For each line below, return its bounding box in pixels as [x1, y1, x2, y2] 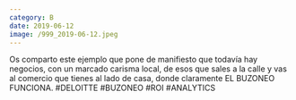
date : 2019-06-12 [9, 21, 74, 30]
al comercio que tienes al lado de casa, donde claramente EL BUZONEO [9, 73, 275, 84]
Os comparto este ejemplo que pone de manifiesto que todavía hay [9, 54, 258, 65]
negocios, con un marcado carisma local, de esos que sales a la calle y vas [9, 63, 287, 74]
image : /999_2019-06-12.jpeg [9, 29, 118, 38]
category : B [9, 12, 54, 22]
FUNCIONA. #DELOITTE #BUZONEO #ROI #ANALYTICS [9, 82, 216, 94]
